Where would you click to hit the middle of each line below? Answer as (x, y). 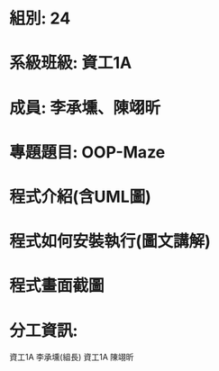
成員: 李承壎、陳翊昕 (85, 108)
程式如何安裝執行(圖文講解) (110, 242)
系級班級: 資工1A (71, 63)
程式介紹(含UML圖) (80, 197)
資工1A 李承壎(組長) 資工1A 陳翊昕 (72, 357)
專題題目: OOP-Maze (87, 152)
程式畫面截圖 (57, 286)
